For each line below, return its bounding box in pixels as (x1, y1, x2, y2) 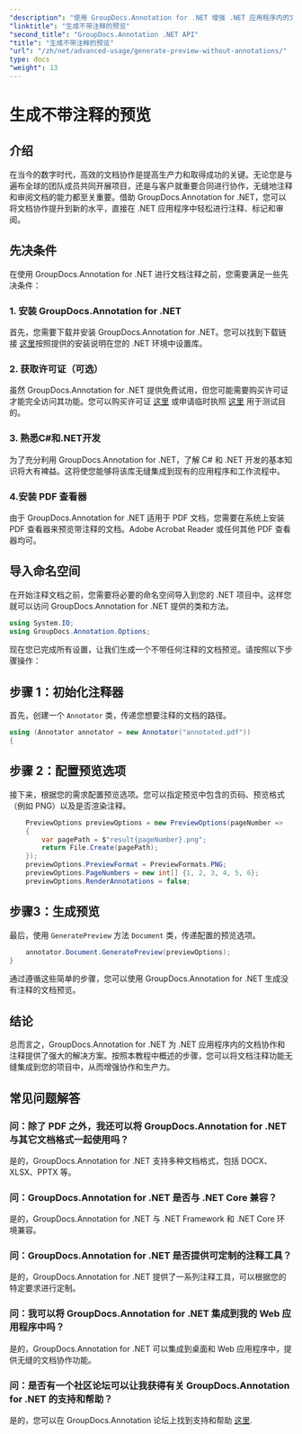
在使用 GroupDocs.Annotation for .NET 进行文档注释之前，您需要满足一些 (9, 268, 281, 279)
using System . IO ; (9, 618, 75, 627)
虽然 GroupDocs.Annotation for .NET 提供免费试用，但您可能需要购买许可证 (9, 384, 289, 396)
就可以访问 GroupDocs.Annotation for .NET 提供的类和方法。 (9, 600, 234, 611)
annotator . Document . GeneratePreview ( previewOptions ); (25, 947, 231, 957)
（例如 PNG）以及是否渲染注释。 (9, 800, 131, 811)
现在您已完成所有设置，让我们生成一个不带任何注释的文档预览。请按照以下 (9, 645, 285, 655)
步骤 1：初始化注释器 (9, 684, 124, 699)
